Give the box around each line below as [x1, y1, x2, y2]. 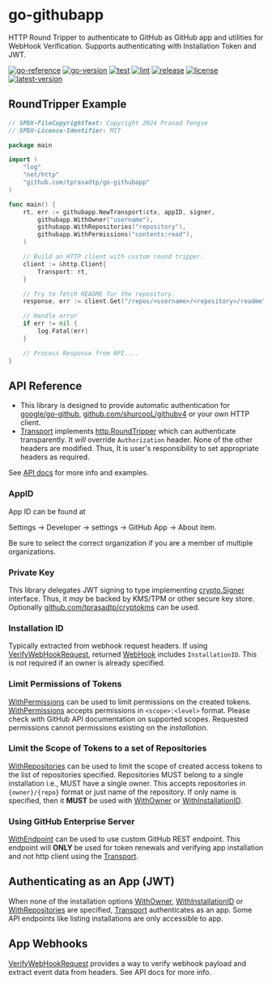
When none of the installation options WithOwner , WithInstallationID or [8, 896, 244, 906]
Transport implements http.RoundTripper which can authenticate [19, 427, 236, 436]
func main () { [8, 200, 57, 208]
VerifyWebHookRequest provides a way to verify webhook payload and [8, 958, 247, 968]
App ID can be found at [8, 506, 87, 516]
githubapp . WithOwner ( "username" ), [37, 215, 154, 223]
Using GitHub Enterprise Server [8, 815, 135, 827]
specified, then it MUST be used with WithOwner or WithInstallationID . [8, 795, 243, 805]
